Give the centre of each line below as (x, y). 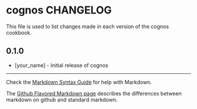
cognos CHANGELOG (59, 10)
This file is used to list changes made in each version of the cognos (87, 26)
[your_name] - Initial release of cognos (61, 65)
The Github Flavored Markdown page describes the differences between (94, 93)
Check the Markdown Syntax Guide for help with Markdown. (79, 82)
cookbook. (19, 32)
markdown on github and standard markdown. (62, 100)
